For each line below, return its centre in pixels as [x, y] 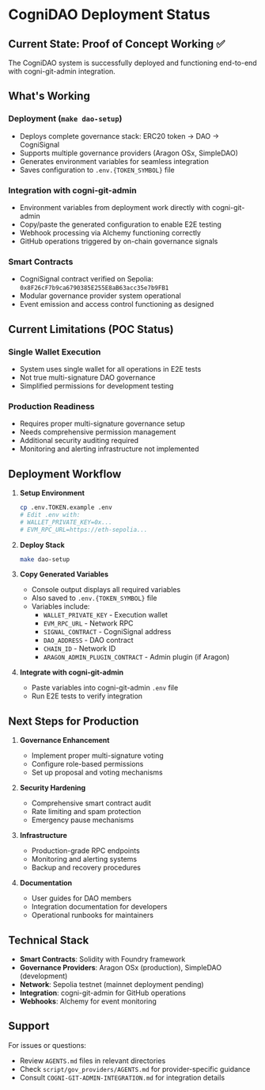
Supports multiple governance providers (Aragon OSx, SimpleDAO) [129, 153]
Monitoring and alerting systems [84, 859]
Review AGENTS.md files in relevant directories [93, 1061]
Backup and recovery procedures [86, 868]
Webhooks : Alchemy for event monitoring [88, 1001]
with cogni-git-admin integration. [62, 71]
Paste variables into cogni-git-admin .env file [105, 688]
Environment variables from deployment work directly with [115, 207]
